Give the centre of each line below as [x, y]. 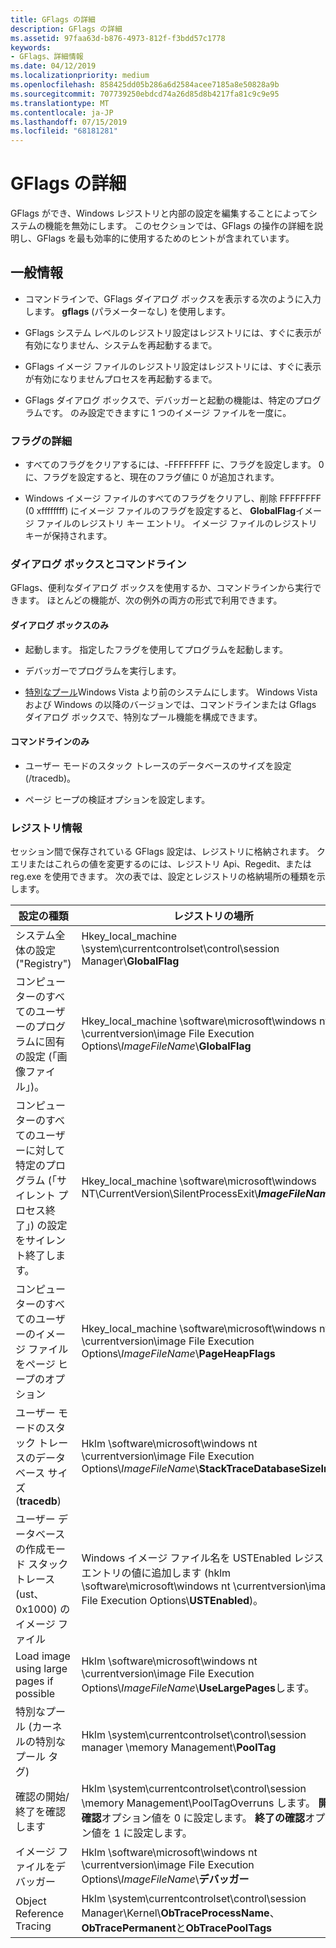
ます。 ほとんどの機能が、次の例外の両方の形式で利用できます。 [150, 600]
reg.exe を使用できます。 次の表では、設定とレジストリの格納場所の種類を [163, 877]
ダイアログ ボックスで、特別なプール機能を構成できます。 [143, 717]
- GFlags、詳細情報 [47, 57]
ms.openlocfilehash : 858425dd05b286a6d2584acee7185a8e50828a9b [145, 85]
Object [31, 1901]
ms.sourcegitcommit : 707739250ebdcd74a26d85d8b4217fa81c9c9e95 [145, 94]
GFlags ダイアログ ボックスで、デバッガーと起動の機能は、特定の [159, 400]
